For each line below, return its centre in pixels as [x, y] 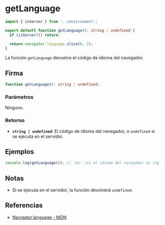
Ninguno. [14, 108]
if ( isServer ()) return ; [35, 35]
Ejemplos [20, 152]
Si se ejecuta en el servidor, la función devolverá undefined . [72, 190]
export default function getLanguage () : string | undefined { [70, 30]
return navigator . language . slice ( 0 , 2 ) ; [51, 44]
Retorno [15, 121]
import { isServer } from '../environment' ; [51, 22]
